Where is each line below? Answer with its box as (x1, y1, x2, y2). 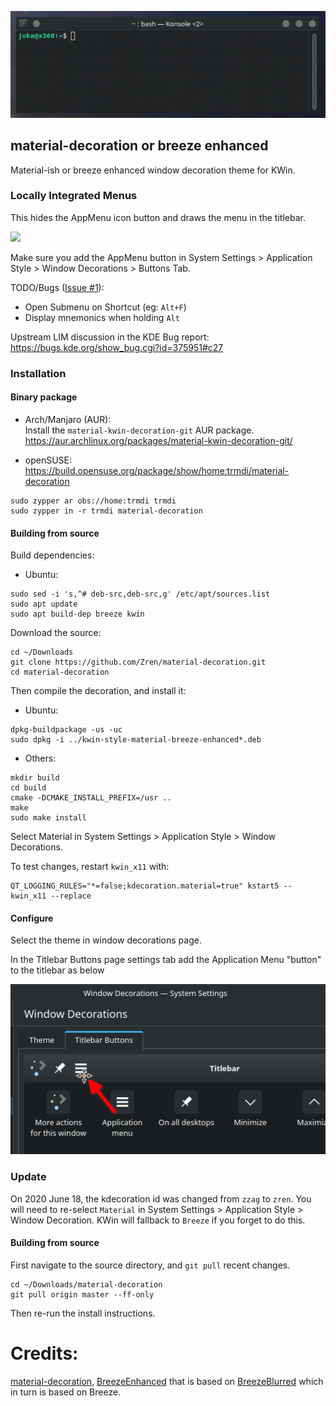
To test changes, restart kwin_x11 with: (10, 861, 170, 873)
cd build (10, 783, 47, 793)
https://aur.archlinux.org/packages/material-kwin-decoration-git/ (24, 434, 293, 446)
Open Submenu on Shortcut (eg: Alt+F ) (24, 301, 187, 313)
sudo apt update (10, 599, 78, 610)
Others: (24, 752, 57, 765)
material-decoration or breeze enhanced (10, 137, 269, 155)
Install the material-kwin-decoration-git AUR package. (24, 424, 255, 436)
